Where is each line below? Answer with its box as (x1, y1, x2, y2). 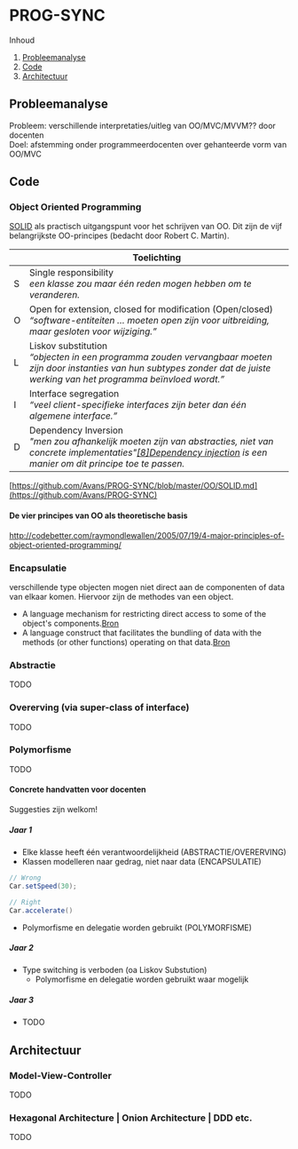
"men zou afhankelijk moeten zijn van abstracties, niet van (29, 435, 274, 448)
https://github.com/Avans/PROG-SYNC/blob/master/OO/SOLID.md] (12, 481, 258, 491)
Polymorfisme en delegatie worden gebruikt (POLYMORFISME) (21, 922, 253, 933)
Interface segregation (29, 387, 120, 400)
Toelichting (132, 251, 182, 264)
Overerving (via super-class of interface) (9, 701, 190, 714)
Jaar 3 (9, 994, 34, 1005)
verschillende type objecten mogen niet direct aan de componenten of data (9, 581, 286, 592)
